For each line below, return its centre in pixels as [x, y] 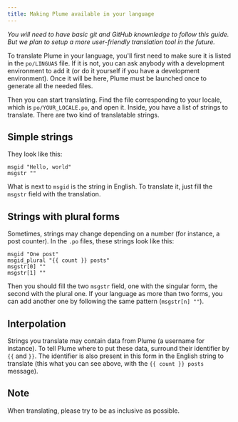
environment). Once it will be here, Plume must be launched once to [107, 78]
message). [23, 371]
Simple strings [40, 137]
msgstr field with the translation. [54, 194]
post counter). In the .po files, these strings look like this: [91, 241]
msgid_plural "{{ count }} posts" [59, 260]
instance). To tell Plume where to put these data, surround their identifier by [118, 349]
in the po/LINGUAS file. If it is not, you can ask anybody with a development [116, 63]
